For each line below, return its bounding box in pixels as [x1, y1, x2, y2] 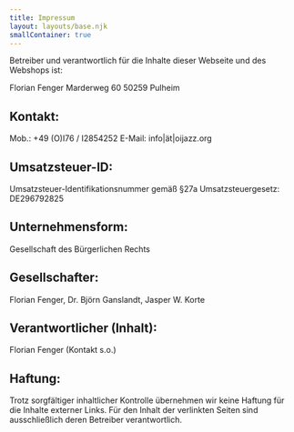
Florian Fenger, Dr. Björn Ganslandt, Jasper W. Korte [9, 294, 206, 305]
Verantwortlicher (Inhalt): [9, 320, 157, 337]
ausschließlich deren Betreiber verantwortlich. [9, 415, 183, 426]
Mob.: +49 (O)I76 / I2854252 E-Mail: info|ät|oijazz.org [9, 133, 212, 144]
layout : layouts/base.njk [9, 22, 107, 31]
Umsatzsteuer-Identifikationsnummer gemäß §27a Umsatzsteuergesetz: [9, 184, 280, 194]
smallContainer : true [9, 30, 92, 39]
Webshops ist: [9, 65, 64, 75]
